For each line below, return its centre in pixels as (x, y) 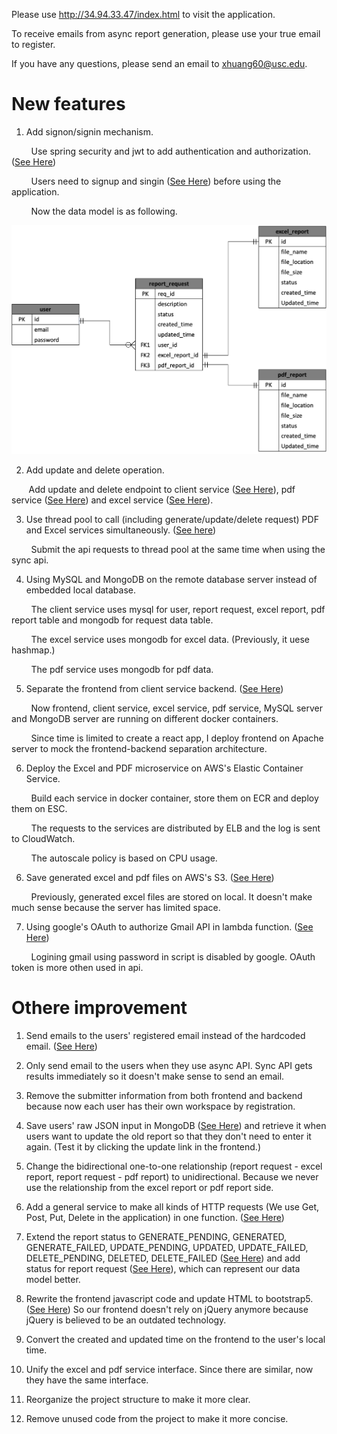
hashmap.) (33, 650)
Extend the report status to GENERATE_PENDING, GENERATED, (156, 1236)
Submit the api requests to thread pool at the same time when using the (178, 549)
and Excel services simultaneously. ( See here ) (121, 530)
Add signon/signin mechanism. (89, 131)
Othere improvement (99, 1008)
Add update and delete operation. (95, 470)
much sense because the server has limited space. (116, 907)
